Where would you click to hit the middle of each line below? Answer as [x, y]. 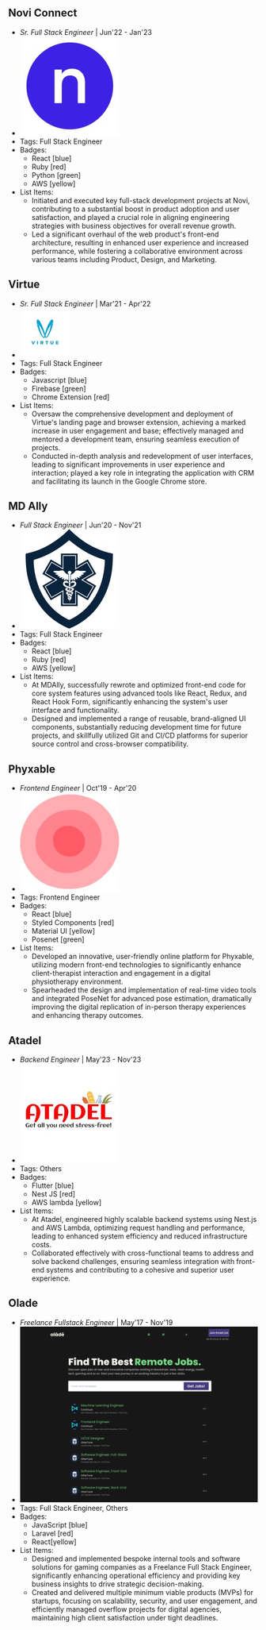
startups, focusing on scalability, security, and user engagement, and [144, 1601]
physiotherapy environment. [78, 982]
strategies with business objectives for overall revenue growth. [134, 225]
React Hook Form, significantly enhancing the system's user [129, 702]
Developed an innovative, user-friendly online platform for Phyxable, [143, 957]
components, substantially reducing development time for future [136, 727]
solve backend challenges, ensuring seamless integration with [133, 1262]
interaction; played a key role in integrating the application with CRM [143, 472]
